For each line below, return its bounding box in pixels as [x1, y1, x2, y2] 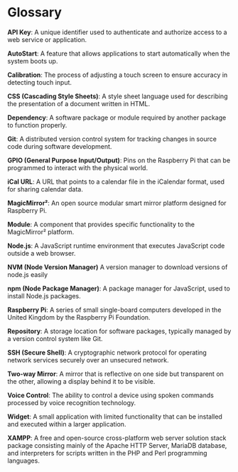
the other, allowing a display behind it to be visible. [7, 377, 156, 385]
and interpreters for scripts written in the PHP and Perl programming [7, 449, 207, 457]
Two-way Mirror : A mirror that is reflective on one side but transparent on [7, 369, 224, 378]
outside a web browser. [7, 248, 76, 257]
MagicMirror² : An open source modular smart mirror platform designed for [7, 199, 227, 207]
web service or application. [7, 35, 87, 43]
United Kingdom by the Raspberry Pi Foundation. [7, 313, 151, 321]
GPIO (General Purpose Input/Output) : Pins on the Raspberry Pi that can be [7, 156, 231, 164]
